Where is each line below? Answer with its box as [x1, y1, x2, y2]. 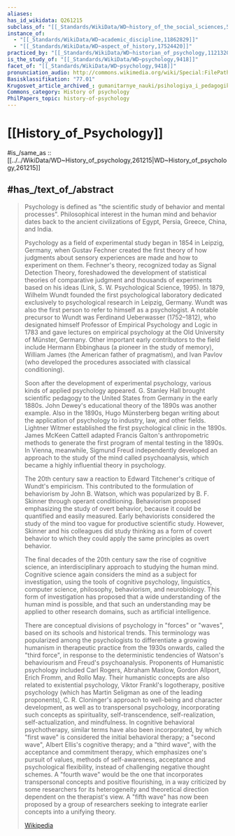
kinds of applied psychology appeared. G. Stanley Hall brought [24, 386, 206, 394]
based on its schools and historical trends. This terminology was [24, 628, 211, 637]
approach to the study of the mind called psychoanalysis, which [24, 453, 209, 462]
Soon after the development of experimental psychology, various [24, 378, 212, 387]
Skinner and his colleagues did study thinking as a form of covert [24, 526, 212, 535]
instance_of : [7, 29, 45, 37]
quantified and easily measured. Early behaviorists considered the [24, 512, 215, 520]
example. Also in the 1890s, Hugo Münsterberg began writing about [24, 409, 220, 417]
